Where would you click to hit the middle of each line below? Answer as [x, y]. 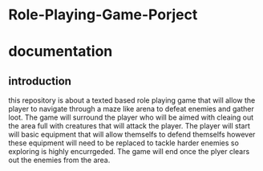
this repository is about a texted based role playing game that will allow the [132, 100]
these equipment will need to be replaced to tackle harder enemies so [123, 143]
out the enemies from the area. [59, 160]
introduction [40, 81]
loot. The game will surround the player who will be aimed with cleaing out [131, 117]
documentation [61, 52]
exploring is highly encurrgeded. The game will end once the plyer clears [129, 152]
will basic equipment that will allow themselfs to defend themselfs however [132, 135]
